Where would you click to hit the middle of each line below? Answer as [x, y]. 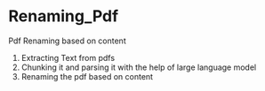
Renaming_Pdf [64, 16]
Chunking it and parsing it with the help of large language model [139, 67]
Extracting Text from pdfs [68, 57]
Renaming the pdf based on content [87, 76]
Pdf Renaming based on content [67, 41]
